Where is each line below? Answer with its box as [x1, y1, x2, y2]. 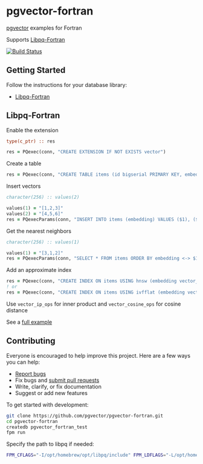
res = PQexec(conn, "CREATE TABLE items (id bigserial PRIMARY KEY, [6, 172, 182, 178]
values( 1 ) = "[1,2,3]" [6, 205, 63, 211]
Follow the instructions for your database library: [6, 81, 127, 88]
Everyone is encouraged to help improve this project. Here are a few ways [6, 352, 191, 359]
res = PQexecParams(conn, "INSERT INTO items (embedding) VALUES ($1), [6, 216, 190, 222]
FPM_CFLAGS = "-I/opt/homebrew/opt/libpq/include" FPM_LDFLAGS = [6, 452, 166, 459]
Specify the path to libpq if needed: [6, 440, 95, 448]
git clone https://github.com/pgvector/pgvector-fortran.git [6, 413, 164, 419]
